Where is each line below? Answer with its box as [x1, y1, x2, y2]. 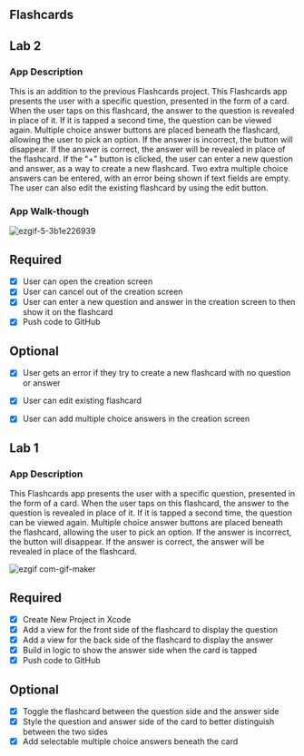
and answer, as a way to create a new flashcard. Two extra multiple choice [9, 163, 289, 174]
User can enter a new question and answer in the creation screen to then [22, 297, 296, 308]
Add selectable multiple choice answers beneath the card [22, 736, 239, 747]
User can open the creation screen [22, 276, 153, 287]
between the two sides [22, 726, 109, 738]
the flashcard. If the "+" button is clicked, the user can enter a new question [9, 153, 293, 164]
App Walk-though [9, 205, 89, 217]
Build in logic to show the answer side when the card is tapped [22, 644, 258, 656]
